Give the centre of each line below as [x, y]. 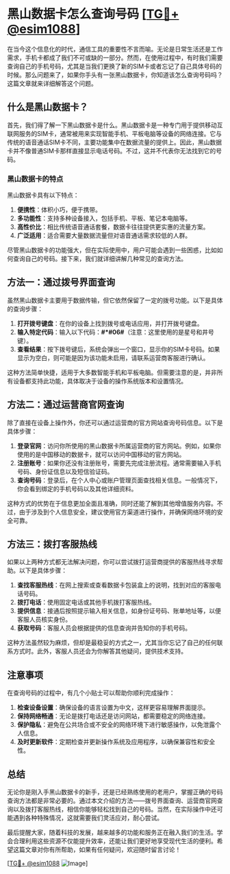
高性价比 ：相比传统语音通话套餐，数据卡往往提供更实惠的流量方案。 [113, 227]
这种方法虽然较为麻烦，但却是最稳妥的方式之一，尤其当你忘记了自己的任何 [112, 642]
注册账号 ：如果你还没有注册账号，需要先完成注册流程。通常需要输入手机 [119, 463]
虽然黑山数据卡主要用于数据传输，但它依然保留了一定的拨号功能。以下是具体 [115, 300]
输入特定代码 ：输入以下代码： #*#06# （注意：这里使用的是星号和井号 [115, 332]
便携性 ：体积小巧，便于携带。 [59, 210]
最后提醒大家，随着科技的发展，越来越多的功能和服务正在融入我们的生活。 [112, 833]
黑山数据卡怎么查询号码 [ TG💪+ [93, 14]
